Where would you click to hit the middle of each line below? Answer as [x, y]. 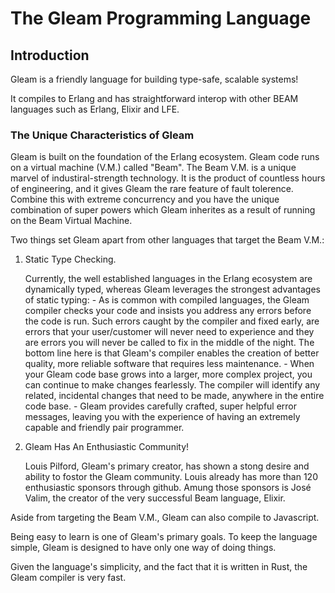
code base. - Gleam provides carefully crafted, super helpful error [161, 406]
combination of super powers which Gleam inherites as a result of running [163, 210]
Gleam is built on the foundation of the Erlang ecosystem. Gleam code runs [165, 157]
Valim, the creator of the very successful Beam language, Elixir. [155, 498]
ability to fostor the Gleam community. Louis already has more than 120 [171, 477]
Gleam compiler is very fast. [68, 578]
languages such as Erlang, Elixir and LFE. [95, 109]
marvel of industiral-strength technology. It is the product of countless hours [168, 178]
